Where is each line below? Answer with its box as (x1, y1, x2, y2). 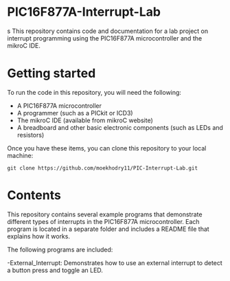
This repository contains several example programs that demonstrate (7, 210, 203, 218)
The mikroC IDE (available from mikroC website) (16, 116, 153, 124)
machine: (7, 151, 34, 159)
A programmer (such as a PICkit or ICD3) (16, 109, 133, 117)
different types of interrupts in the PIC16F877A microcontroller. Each (7, 217, 200, 225)
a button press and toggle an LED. (7, 266, 103, 274)
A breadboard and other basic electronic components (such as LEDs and (16, 123, 223, 131)
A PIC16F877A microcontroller (16, 101, 102, 110)
